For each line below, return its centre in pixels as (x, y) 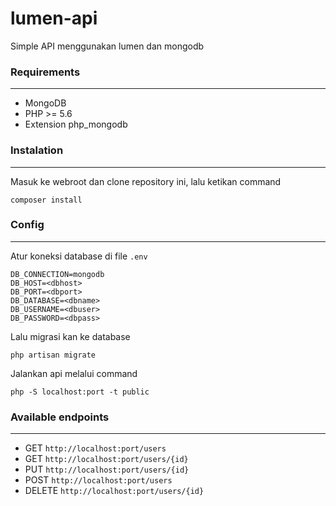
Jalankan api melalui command (74, 373)
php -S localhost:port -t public (80, 392)
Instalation (37, 150)
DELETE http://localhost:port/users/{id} (114, 491)
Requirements (45, 72)
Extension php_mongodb (76, 124)
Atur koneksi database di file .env (79, 256)
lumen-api (54, 18)
